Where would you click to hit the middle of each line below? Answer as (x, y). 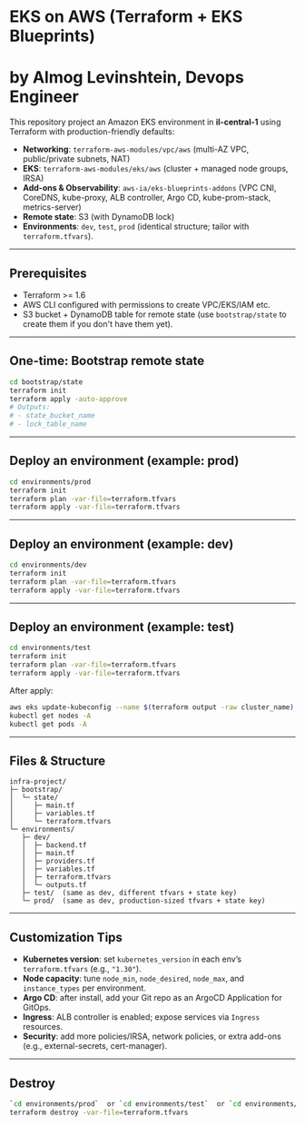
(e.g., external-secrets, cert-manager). (95, 1046)
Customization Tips (66, 937)
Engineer (44, 97)
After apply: (31, 690)
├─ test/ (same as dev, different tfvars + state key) (129, 893)
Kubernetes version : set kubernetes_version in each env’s (132, 959)
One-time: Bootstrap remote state (107, 361)
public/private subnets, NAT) (76, 159)
